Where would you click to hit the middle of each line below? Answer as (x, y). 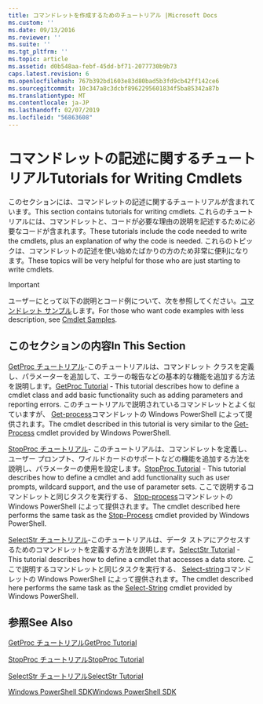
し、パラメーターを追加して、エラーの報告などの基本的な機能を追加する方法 (131, 376)
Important (24, 284)
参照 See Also (40, 623)
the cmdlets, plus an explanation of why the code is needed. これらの (121, 241)
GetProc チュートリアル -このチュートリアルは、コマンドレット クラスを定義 (131, 367)
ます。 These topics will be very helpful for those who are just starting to (124, 261)
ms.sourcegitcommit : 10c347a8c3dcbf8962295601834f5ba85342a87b (114, 88)
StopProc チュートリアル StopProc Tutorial (76, 659)
